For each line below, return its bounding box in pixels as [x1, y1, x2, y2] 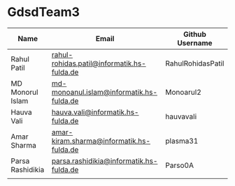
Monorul [10, 87, 38, 97]
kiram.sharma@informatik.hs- [51, 136, 151, 146]
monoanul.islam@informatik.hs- [51, 87, 158, 97]
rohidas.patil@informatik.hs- [51, 59, 147, 68]
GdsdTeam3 [7, 4, 80, 20]
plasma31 [165, 136, 199, 146]
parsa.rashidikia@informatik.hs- [51, 156, 158, 166]
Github [183, 29, 206, 39]
